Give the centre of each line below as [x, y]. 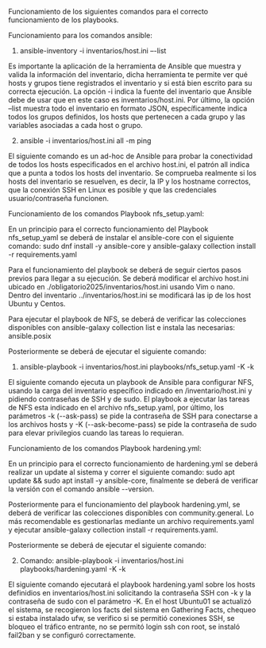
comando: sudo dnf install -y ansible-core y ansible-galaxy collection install [132, 246]
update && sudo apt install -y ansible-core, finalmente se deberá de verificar [133, 481]
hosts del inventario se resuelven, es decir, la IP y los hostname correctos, [130, 181]
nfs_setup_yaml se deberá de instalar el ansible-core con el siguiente [121, 237]
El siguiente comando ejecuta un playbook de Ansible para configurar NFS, [131, 382]
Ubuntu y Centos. [37, 304]
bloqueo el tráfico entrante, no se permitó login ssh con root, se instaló [124, 627]
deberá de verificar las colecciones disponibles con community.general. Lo [131, 513]
